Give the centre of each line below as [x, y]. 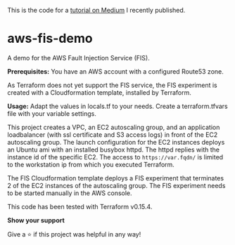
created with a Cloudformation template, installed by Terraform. [100, 92]
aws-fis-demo [50, 39]
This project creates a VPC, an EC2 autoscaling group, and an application [114, 127]
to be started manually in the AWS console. [70, 193]
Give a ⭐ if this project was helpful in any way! [74, 234]
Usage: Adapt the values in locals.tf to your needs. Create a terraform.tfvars [118, 106]
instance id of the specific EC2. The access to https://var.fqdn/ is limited [115, 157]
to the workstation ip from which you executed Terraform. [91, 164]
